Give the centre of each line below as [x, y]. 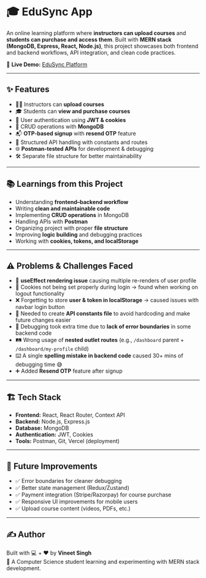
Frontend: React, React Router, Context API [70, 415]
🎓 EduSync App [50, 12]
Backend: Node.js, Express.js [52, 422]
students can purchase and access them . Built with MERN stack [89, 39]
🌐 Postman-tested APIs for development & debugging [84, 148]
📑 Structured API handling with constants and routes [82, 142]
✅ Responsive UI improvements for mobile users [76, 501]
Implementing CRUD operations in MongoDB [72, 215]
